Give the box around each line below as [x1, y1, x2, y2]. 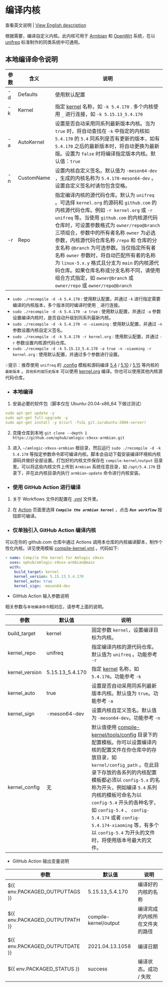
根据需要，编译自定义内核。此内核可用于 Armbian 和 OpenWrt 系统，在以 [5, 33, 155, 39]
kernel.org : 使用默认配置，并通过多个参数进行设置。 [12, 351, 122, 357]
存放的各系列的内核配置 [101, 769, 157, 776]
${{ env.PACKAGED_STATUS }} [7, 965, 80, 972]
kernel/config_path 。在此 [91, 762, 154, 769]
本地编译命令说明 [5, 55, 58, 64]
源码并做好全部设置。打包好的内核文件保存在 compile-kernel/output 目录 [12, 457, 163, 463]
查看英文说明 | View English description [5, 22, 86, 28]
